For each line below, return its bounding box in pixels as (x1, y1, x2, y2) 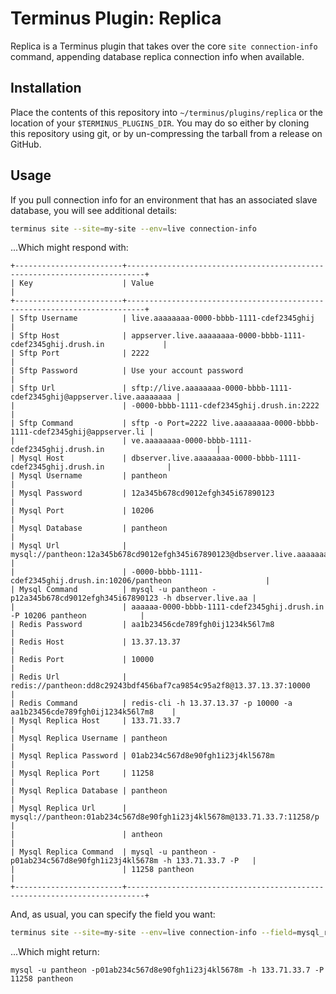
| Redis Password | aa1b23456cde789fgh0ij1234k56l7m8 (10, 620, 275, 630)
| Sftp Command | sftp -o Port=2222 (10, 418, 208, 429)
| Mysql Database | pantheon (10, 523, 168, 534)
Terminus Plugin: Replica (10, 7, 222, 30)
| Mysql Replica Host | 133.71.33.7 (10, 716, 182, 726)
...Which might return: (10, 946, 100, 958)
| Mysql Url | (10, 541, 128, 551)
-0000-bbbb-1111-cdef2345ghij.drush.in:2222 (131, 401, 320, 411)
